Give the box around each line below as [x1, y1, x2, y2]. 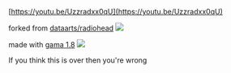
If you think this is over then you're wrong [8, 55, 148, 65]
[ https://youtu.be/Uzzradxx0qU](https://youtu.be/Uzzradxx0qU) [8, 7, 223, 16]
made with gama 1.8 [8, 40, 75, 49]
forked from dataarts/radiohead [8, 23, 114, 33]
